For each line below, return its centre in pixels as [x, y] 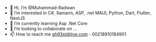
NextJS [17, 18]
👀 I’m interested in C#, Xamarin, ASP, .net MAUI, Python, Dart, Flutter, [80, 13]
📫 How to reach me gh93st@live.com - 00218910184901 [68, 34]
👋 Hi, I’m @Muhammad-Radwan [42, 8]
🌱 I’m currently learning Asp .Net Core [49, 23]
